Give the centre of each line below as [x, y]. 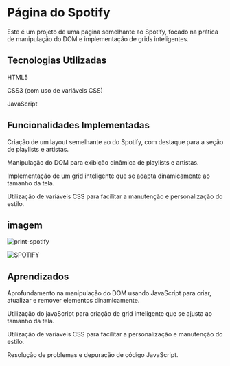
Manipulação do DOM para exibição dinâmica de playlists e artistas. [103, 162]
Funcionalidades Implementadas [78, 125]
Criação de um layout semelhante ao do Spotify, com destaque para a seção [115, 141]
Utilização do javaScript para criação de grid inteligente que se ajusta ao [110, 314]
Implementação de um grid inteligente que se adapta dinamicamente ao [109, 176]
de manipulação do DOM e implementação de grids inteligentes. [98, 38]
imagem [25, 225]
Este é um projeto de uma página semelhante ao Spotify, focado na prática [113, 32]
